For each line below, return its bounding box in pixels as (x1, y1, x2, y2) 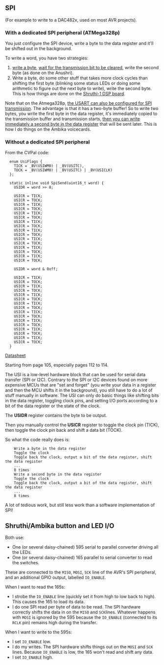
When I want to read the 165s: (5, 584, 65, 590)
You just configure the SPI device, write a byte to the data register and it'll (5, 40, 154, 46)
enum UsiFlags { (9, 159, 43, 164)
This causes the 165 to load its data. (12, 599, 85, 605)
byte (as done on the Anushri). (12, 70, 74, 76)
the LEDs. (12, 550, 32, 555)
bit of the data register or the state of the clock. (5, 403, 101, 409)
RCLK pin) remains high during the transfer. (12, 620, 97, 626)
